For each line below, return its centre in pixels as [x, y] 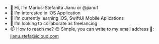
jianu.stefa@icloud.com [34, 36]
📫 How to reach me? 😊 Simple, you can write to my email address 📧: [82, 29]
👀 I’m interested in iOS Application [45, 13]
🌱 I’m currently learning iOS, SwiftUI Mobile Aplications [67, 18]
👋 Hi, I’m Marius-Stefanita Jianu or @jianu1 [54, 8]
